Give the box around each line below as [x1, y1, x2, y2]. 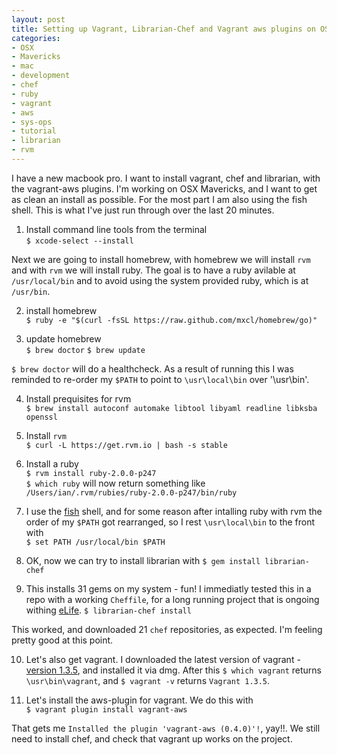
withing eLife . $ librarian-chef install [25, 604, 192, 616]
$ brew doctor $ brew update [25, 345, 146, 355]
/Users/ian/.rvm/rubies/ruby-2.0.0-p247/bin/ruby [25, 487, 238, 498]
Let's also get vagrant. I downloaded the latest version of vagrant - [25, 653, 301, 665]
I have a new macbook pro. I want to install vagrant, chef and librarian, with [11, 172, 321, 184]
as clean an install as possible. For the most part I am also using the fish [11, 193, 308, 205]
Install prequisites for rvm [25, 392, 132, 405]
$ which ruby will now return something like [25, 477, 206, 489]
